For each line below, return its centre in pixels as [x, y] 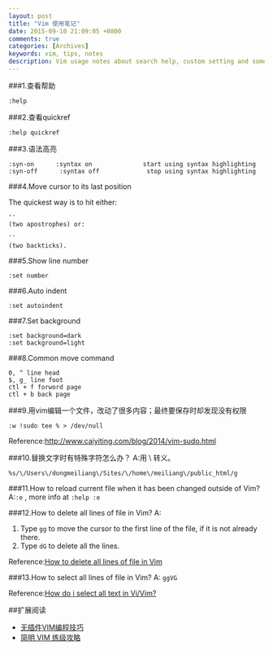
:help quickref [34, 132]
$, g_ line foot [36, 380]
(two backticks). [38, 245]
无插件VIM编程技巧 [52, 627]
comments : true [34, 39]
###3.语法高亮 [32, 148]
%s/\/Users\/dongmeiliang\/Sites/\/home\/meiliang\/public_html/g [123, 473]
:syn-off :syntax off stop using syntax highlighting [132, 171]
